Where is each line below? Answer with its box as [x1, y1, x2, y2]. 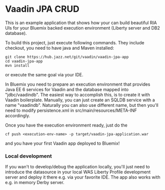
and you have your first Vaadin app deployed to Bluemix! [5, 140, 120, 146]
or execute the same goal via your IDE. [5, 71, 84, 77]
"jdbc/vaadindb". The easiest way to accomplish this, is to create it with [5, 92, 150, 97]
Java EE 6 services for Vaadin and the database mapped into [5, 86, 129, 92]
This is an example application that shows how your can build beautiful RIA [5, 20, 157, 26]
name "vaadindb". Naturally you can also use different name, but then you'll [5, 102, 159, 108]
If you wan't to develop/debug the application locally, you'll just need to [5, 164, 150, 170]
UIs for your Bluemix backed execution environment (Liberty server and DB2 [5, 25, 160, 31]
